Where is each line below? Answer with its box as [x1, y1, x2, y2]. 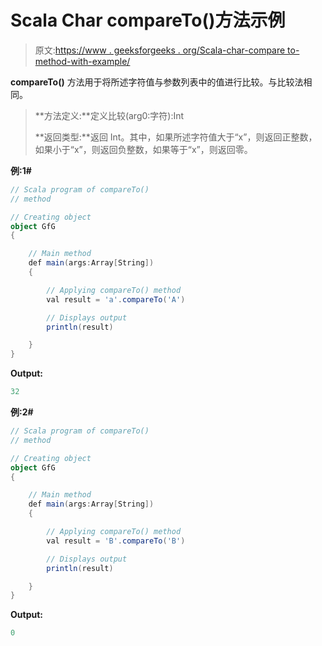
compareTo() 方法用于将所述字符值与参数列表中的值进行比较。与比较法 [10, 76, 304, 88]
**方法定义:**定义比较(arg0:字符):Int [34, 109, 185, 121]
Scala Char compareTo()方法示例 [10, 9, 286, 32]
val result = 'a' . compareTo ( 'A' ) [46, 294, 186, 305]
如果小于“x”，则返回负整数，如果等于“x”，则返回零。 [34, 143, 253, 155]
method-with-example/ [34, 55, 131, 67]
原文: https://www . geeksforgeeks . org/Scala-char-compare [34, 44, 286, 56]
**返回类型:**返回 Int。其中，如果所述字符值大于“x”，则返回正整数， [34, 131, 318, 143]
